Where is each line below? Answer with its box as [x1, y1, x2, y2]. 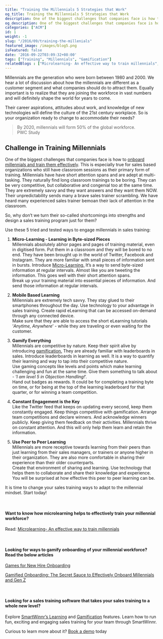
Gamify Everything [12, 337, 51, 343]
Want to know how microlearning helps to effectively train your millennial [5, 510, 156, 516]
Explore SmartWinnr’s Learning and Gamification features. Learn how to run [5, 614, 157, 620]
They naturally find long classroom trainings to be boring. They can [21, 177, 156, 183]
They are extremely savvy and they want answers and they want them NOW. [5, 187, 158, 193]
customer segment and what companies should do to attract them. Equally [5, 85, 154, 91]
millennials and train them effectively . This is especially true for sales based [5, 161, 156, 168]
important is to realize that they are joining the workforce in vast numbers [5, 90, 152, 96]
